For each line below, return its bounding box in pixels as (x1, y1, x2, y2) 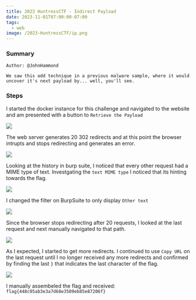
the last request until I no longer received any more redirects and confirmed (6, 254, 188, 261)
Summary (6, 50, 35, 58)
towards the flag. (6, 174, 47, 181)
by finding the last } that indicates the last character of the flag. (6, 260, 159, 267)
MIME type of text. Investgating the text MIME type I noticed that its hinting (6, 168, 187, 175)
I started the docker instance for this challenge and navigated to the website (6, 105, 190, 112)
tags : (6, 19, 19, 25)
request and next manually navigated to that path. (6, 225, 126, 232)
